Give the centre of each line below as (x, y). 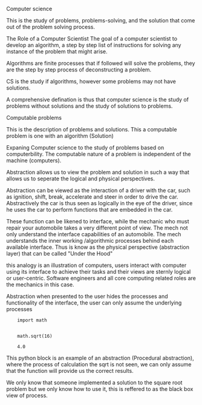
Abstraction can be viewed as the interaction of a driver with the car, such (98, 190)
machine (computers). (34, 160)
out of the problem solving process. (51, 27)
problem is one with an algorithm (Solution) (60, 136)
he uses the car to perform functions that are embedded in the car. (90, 209)
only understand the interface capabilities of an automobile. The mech (94, 234)
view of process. (27, 395)
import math (32, 320)
